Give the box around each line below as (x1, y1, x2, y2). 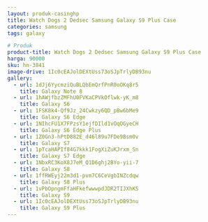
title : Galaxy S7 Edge (20, 153, 86, 160)
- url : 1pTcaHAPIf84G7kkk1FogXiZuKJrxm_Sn (13, 146, 139, 154)
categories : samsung (7, 23, 68, 30)
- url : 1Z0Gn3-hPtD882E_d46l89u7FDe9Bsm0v (13, 133, 139, 140)
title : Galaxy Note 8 (20, 88, 82, 95)
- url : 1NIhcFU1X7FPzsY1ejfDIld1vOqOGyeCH (13, 120, 139, 127)
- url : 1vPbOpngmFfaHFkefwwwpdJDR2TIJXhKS (13, 185, 139, 192)
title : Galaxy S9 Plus (20, 205, 86, 212)
